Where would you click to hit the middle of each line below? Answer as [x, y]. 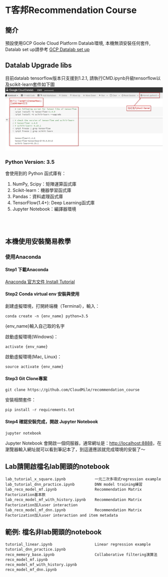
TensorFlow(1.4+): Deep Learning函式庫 [53, 203]
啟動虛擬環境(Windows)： [32, 337]
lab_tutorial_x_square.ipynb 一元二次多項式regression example [83, 479]
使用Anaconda [23, 257]
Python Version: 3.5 [30, 162]
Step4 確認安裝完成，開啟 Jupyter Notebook [52, 421]
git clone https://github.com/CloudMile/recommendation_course [72, 390]
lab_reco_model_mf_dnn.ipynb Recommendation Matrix [73, 510]
